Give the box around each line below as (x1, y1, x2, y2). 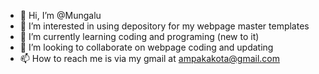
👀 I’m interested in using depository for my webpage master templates (19, 20, 310, 32)
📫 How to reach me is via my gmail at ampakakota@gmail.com (19, 53, 280, 64)
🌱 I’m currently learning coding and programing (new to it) (19, 31, 260, 42)
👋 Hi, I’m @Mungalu (19, 10, 102, 21)
